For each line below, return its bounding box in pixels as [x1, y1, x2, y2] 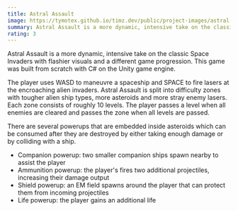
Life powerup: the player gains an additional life [17, 196, 157, 205]
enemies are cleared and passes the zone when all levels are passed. [7, 108, 210, 117]
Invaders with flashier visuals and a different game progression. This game [7, 57, 225, 66]
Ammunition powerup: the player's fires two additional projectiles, [17, 166, 210, 174]
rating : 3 [7, 30, 37, 38]
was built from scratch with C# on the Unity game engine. [7, 64, 176, 73]
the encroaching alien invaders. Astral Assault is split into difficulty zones [7, 86, 221, 94]
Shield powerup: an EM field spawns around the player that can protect [17, 181, 225, 190]
